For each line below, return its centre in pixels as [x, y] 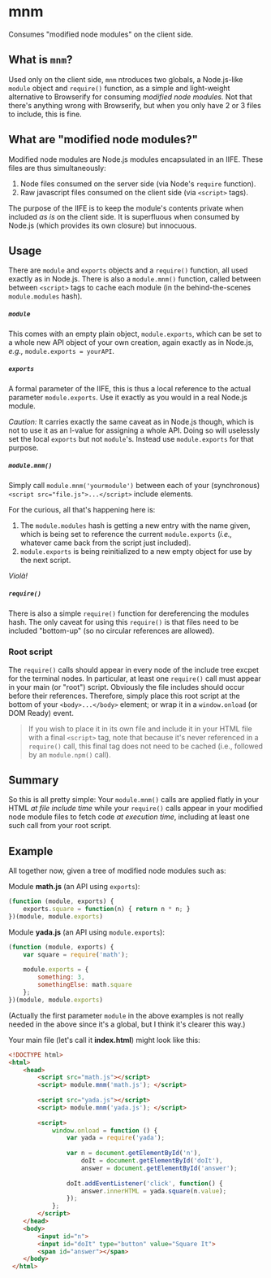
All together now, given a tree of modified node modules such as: [117, 871]
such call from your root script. [60, 826]
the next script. [45, 560]
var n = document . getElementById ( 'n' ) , [133, 1154]
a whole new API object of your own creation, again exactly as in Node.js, [131, 342]
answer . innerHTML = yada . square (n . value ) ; [154, 1191]
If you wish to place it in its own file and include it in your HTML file [140, 728]
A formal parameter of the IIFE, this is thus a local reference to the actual [130, 389]
